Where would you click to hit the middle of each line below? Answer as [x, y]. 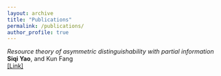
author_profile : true [38, 32]
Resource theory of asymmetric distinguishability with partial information [110, 52]
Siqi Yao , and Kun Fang [40, 59]
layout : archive [30, 13]
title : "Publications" [39, 20]
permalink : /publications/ [46, 26]
